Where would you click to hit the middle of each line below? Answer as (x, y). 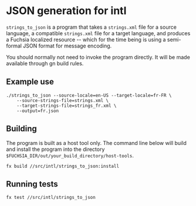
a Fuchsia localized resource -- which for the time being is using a (86, 39)
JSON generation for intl (66, 11)
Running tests (32, 184)
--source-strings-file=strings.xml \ (63, 100)
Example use (30, 82)
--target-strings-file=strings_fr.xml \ (67, 106)
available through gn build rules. (45, 63)
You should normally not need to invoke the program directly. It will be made (98, 57)
